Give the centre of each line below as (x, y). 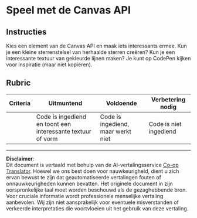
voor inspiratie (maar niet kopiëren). (49, 64)
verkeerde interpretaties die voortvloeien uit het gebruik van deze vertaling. (97, 208)
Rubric (18, 83)
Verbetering (169, 99)
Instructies (26, 32)
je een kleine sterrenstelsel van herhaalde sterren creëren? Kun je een (91, 52)
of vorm (47, 138)
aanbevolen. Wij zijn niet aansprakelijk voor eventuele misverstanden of (93, 202)
